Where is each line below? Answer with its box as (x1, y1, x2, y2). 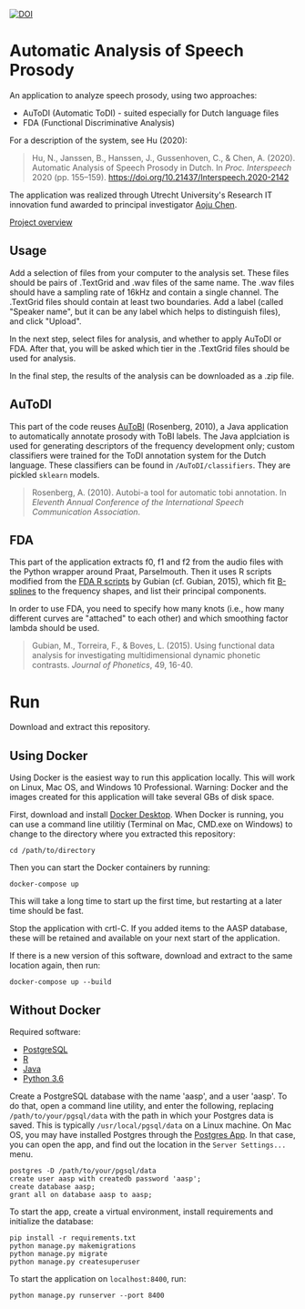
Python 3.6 (22, 1072, 64, 1083)
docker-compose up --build (9, 978, 112, 987)
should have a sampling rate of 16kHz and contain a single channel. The (9, 287, 280, 298)
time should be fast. (9, 906, 85, 917)
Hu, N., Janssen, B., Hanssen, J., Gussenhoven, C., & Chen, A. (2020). (31, 152, 296, 163)
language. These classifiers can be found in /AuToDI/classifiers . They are (9, 460, 291, 471)
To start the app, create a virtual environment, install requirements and (9, 1206, 273, 1217)
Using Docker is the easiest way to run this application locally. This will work (9, 772, 296, 783)
